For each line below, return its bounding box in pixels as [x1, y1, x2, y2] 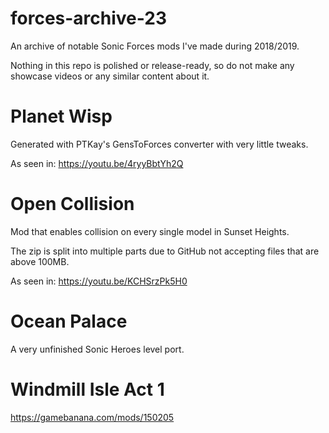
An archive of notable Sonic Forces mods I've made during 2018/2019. [10, 40, 300, 52]
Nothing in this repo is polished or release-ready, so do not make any [10, 59, 295, 71]
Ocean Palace [10, 310, 128, 332]
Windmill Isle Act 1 [10, 378, 165, 401]
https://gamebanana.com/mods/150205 [10, 411, 175, 423]
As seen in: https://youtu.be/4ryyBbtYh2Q [10, 157, 184, 169]
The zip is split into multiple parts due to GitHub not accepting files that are [10, 245, 320, 257]
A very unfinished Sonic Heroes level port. [10, 343, 185, 355]
